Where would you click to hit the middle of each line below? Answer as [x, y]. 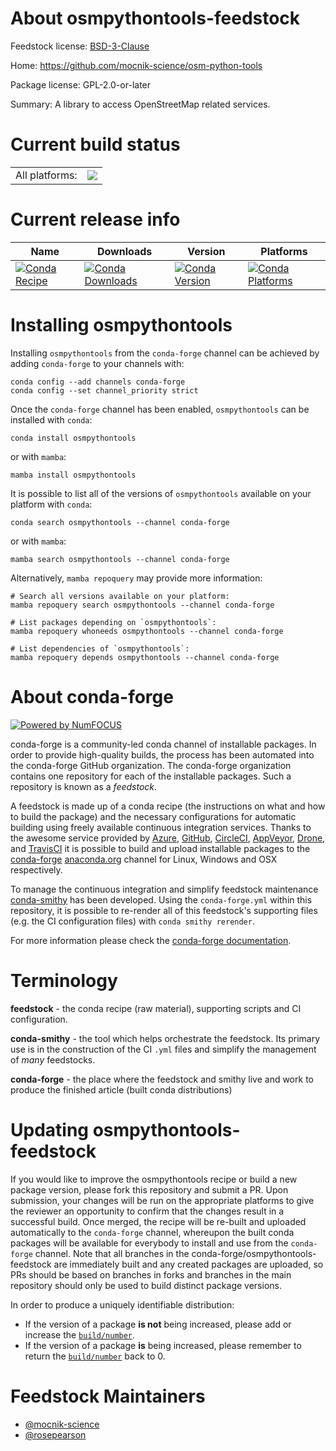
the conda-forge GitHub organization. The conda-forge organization [151, 765]
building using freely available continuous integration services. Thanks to [161, 827]
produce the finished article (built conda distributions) [121, 1089]
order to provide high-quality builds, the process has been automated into [162, 754]
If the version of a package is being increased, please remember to [163, 1345]
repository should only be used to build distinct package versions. [146, 1285]
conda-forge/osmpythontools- [254, 1253]
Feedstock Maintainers [108, 1396]
